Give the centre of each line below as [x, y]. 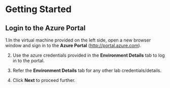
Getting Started [39, 9]
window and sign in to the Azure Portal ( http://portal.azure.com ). [73, 46]
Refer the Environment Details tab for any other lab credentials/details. [87, 70]
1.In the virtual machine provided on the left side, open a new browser [78, 40]
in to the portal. [28, 61]
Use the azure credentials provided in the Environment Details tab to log [89, 55]
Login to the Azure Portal [45, 28]
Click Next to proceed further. [44, 80]
